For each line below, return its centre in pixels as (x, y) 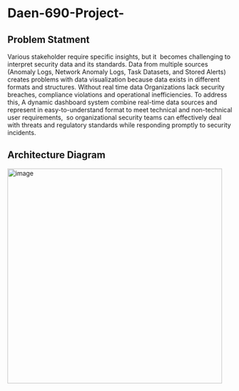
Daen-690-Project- (66, 13)
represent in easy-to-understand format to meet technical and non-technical (120, 110)
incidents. (22, 133)
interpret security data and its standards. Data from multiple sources (108, 64)
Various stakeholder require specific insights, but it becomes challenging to (119, 56)
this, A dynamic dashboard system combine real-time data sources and (112, 102)
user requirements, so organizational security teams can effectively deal (115, 117)
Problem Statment (49, 40)
